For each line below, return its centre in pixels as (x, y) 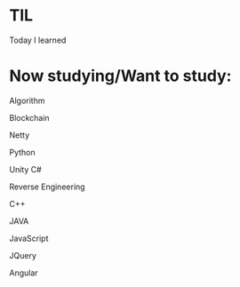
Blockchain (30, 117)
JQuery (23, 255)
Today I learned (38, 40)
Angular (24, 273)
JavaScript (29, 238)
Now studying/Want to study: (120, 76)
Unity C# (25, 169)
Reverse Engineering (48, 187)
